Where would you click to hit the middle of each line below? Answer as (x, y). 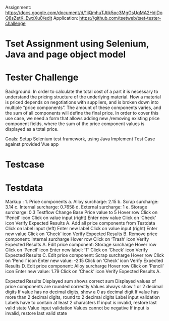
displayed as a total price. (32, 129)
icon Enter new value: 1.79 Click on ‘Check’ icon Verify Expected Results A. (83, 272)
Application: (66, 18)
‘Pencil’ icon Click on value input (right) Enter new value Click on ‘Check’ (81, 218)
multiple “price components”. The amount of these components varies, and (83, 108)
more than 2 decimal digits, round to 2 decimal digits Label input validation (82, 297)
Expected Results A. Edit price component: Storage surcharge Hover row (81, 245)
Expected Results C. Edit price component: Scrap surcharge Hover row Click (85, 255)
